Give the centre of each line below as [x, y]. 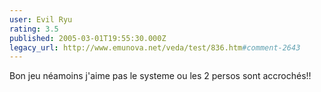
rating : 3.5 [34, 29]
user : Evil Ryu [41, 19]
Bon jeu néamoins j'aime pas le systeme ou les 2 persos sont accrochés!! [160, 76]
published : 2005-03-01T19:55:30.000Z [88, 38]
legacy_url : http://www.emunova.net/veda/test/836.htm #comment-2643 [155, 47]
